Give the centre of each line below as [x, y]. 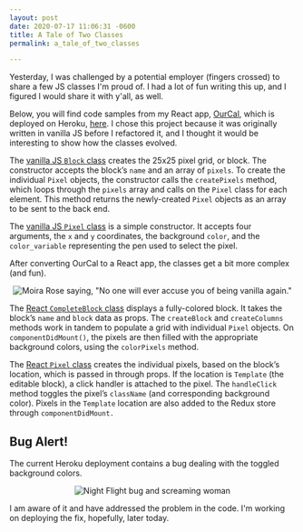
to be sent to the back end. [60, 209]
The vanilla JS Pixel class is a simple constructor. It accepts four [131, 226]
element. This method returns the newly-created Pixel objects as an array [148, 199]
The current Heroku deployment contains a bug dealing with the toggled [144, 464]
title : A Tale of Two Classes [67, 35]
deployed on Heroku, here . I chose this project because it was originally [143, 124]
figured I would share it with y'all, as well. [86, 96]
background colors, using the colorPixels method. [104, 347]
